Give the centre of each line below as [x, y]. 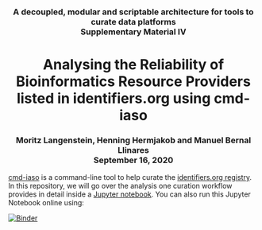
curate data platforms [133, 21]
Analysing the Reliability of [133, 65]
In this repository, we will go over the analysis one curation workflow [120, 186]
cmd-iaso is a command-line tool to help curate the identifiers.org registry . [130, 177]
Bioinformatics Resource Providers [133, 82]
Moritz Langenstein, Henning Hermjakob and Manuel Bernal [133, 140]
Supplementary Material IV [133, 32]
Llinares [133, 150]
